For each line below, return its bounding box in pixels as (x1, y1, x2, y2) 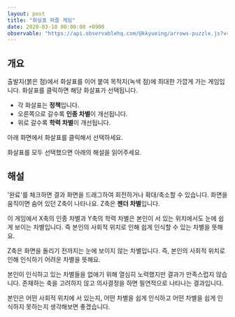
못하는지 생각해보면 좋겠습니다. (25, 302, 111, 311)
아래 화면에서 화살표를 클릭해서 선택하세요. (7, 134, 124, 142)
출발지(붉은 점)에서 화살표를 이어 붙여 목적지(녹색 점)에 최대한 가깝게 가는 (7, 78, 207, 86)
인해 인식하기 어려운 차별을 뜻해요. (7, 255, 101, 263)
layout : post (7, 10, 45, 17)
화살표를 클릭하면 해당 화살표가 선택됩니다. (22, 86, 138, 94)
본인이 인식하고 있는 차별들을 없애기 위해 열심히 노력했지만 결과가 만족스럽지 (7, 270, 215, 279)
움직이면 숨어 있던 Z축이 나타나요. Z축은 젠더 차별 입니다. (7, 199, 160, 207)
